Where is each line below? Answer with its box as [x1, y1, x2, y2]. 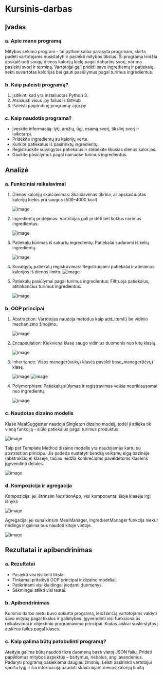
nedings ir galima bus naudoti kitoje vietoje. [5, 523, 92, 528]
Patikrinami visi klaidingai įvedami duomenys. [12, 582, 103, 588]
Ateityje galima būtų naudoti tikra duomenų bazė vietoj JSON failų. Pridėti [5, 649, 152, 655]
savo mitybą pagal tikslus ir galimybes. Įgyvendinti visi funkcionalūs [5, 616, 141, 621]
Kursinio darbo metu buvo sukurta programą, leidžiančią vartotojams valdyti [5, 610, 157, 617]
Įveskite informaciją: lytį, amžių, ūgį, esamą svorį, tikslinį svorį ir [12, 126, 140, 132]
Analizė [5, 166, 29, 174]
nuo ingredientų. [12, 388, 45, 394]
